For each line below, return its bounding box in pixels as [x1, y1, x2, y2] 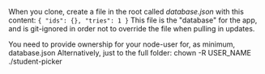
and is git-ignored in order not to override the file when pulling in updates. [8, 24, 255, 33]
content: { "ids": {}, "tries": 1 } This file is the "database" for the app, [8, 15, 258, 25]
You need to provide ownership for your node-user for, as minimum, [8, 39, 236, 49]
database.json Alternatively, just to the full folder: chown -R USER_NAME [8, 48, 251, 57]
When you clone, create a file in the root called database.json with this [8, 7, 245, 16]
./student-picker [8, 56, 62, 66]
